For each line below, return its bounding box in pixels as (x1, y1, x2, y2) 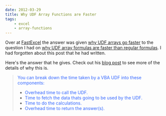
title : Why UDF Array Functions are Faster (5, 12, 97, 17)
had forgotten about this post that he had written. (5, 50, 106, 56)
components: (17, 80, 45, 86)
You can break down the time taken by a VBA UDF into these (17, 75, 142, 81)
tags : (5, 16, 16, 21)
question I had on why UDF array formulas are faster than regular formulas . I (5, 45, 162, 51)
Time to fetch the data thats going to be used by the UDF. (24, 95, 143, 101)
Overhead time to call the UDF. (24, 90, 88, 96)
